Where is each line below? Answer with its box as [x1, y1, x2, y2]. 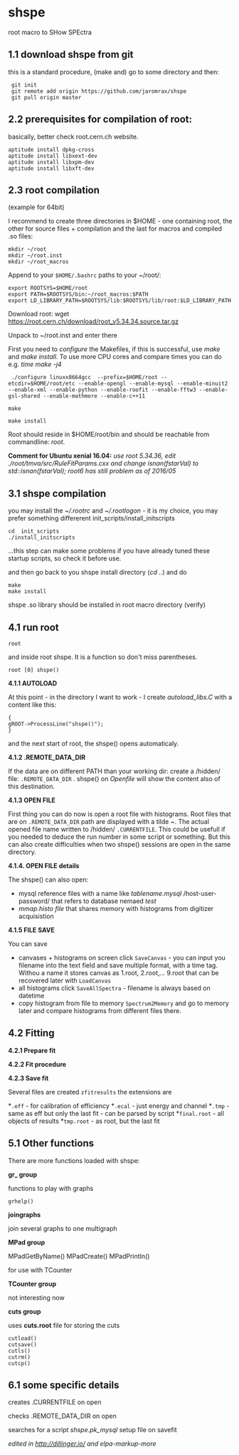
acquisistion [18, 912, 54, 920]
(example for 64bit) [8, 203, 65, 211]
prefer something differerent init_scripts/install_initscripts [8, 514, 175, 523]
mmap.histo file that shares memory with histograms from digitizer [18, 905, 214, 912]
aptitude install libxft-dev [8, 165, 95, 172]
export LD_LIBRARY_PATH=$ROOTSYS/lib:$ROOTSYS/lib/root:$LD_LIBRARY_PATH [8, 297, 232, 304]
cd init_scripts [8, 528, 60, 535]
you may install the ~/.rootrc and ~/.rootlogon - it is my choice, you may [8, 506, 218, 515]
